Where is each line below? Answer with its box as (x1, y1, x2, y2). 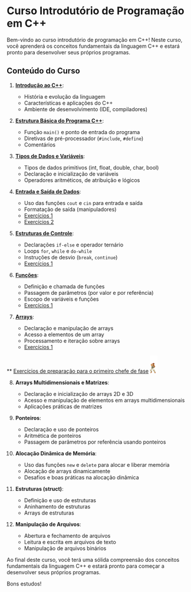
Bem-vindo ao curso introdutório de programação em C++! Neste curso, (6, 36, 183, 43)
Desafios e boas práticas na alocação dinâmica (24, 474, 139, 481)
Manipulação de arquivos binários (24, 545, 107, 552)
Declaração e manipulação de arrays (24, 324, 114, 331)
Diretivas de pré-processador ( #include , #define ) (24, 135, 144, 142)
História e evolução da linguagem (24, 93, 106, 100)
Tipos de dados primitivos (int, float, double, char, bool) (24, 164, 159, 171)
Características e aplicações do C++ (24, 99, 113, 106)
